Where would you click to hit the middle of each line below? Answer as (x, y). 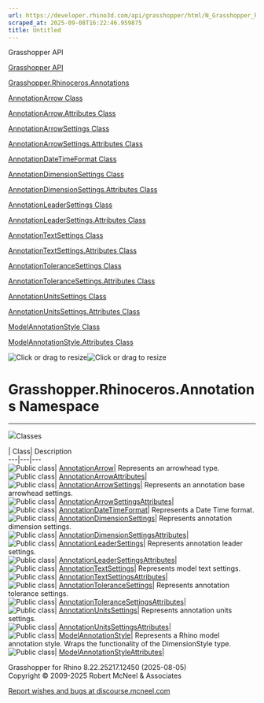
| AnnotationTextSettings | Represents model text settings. (148, 568)
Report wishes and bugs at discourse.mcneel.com (89, 691)
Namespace (59, 406)
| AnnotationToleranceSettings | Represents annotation (142, 585)
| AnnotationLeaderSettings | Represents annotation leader (149, 543)
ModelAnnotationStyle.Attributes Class (71, 342)
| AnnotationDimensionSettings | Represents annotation (143, 518)
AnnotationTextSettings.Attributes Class (73, 251)
